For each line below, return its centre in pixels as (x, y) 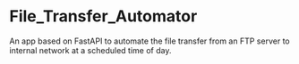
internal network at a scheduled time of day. (90, 50)
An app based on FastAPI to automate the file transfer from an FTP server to (149, 41)
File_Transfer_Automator (103, 16)
